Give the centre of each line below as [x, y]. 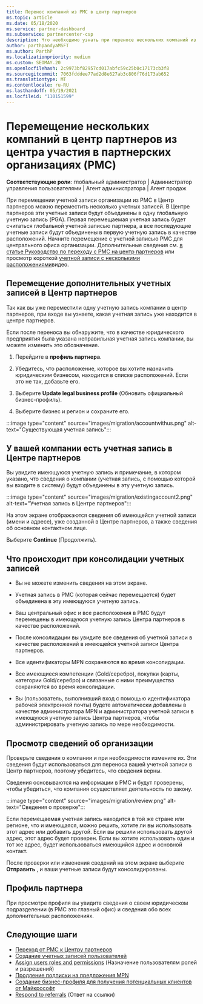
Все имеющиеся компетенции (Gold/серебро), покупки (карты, [97, 674]
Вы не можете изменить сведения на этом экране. [81, 583]
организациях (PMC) [61, 165]
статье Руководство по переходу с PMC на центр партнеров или [90, 251]
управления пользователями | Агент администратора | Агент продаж [96, 188]
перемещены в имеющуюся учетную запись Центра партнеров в [100, 619]
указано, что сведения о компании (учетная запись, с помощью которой [101, 479]
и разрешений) [35, 969]
